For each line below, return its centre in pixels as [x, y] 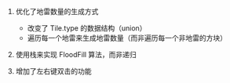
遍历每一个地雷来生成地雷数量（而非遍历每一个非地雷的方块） [127, 38]
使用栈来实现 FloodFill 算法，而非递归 [76, 54]
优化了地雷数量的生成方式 [57, 11]
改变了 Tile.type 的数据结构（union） [87, 28]
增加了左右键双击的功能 [53, 71]
